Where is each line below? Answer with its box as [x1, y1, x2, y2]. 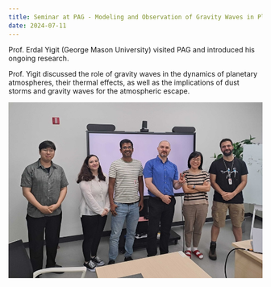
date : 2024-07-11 [8, 21, 67, 30]
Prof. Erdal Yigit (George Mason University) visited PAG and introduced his [8, 44, 256, 54]
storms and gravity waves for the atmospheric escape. [8, 85, 190, 96]
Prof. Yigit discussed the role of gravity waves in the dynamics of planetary [8, 69, 258, 78]
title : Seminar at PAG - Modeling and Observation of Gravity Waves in [8, 13, 254, 21]
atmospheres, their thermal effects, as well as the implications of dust [8, 77, 240, 87]
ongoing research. [8, 53, 69, 63]
